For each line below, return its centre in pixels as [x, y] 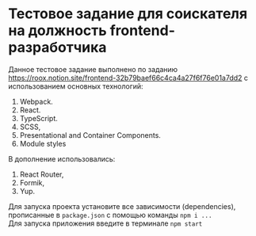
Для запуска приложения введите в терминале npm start [105, 223]
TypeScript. [38, 118]
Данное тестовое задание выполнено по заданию [93, 69]
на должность [57, 30]
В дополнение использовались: [62, 158]
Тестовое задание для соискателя [128, 14]
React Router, [42, 174]
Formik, [32, 182]
